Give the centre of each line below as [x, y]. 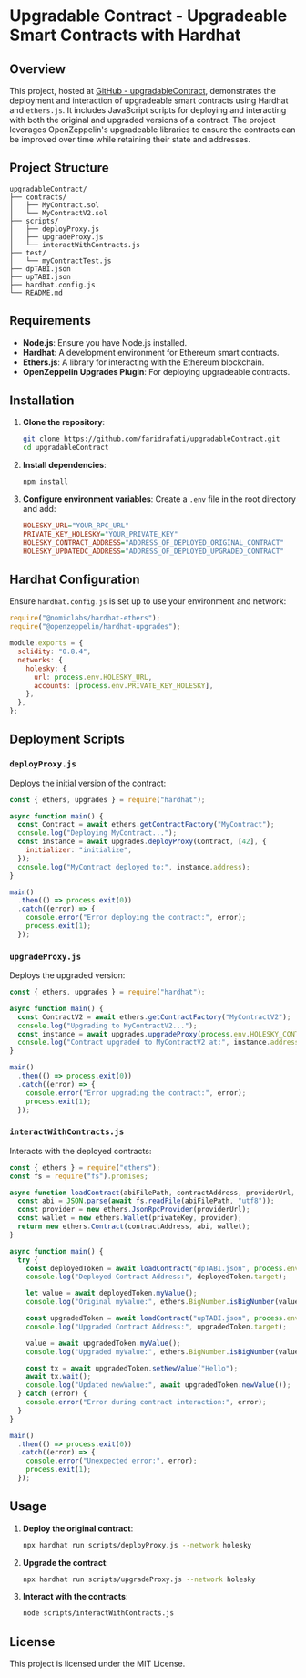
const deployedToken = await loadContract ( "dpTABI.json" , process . [156, 1268]
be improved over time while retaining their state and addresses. [130, 139]
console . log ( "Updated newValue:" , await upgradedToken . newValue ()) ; [158, 1385]
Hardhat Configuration [75, 579]
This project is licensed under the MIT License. [97, 1664]
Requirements [50, 321]
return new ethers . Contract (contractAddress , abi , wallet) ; [134, 1227]
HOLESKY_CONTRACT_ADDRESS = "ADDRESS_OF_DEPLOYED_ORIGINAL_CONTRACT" [153, 542]
